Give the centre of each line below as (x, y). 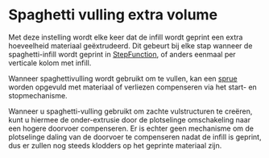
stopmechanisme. (38, 95)
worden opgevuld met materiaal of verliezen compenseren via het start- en (133, 87)
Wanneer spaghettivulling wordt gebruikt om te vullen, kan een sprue (123, 78)
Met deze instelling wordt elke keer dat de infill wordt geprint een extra (126, 37)
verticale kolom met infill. (50, 63)
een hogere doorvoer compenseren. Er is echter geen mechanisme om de (131, 128)
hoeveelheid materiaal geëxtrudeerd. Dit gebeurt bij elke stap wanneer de (130, 45)
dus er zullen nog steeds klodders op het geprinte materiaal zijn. (115, 145)
